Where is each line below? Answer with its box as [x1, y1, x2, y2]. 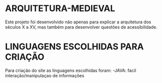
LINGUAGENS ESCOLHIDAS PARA [5, 41, 144, 52]
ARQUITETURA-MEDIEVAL [5, 3, 116, 14]
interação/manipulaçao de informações [5, 72, 85, 78]
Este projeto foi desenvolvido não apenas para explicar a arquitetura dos [5, 19, 152, 25]
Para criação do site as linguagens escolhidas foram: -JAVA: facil [5, 67, 136, 73]
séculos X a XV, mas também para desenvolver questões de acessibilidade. [5, 24, 158, 30]
